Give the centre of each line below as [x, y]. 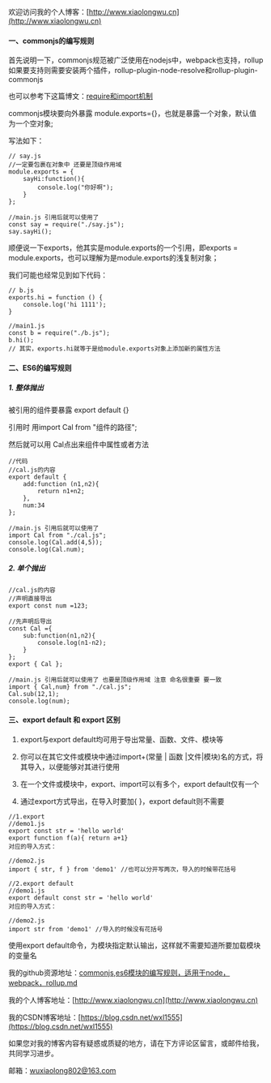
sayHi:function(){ [54, 179]
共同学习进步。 [33, 1053]
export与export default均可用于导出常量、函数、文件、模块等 [122, 739]
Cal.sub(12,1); [34, 694]
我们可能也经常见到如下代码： [58, 275]
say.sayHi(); [30, 232]
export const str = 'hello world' [67, 831]
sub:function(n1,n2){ [59, 635]
